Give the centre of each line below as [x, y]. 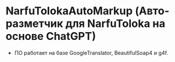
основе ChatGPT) [51, 36]
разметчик [34, 24]
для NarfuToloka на [115, 24]
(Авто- [152, 11]
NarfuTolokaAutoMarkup [69, 11]
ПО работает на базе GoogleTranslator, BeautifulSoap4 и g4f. [91, 52]
